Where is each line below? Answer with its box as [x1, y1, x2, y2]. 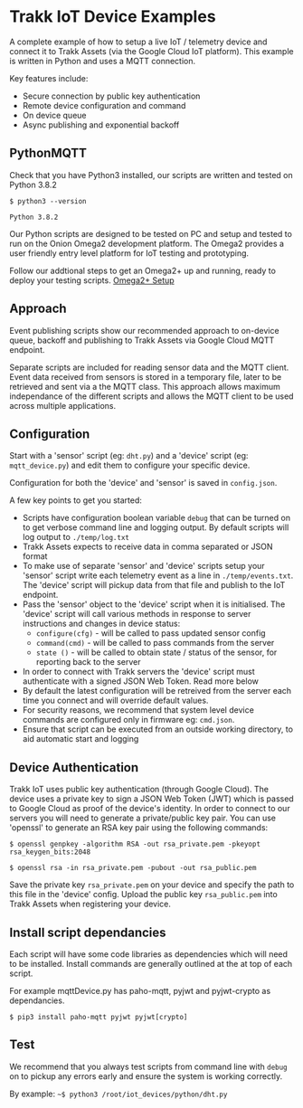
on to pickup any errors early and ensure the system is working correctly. [9, 1070, 283, 1082]
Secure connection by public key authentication [22, 90, 201, 101]
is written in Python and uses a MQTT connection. [9, 55, 196, 66]
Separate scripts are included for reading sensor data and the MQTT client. [9, 362, 289, 373]
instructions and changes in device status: [22, 618, 181, 630]
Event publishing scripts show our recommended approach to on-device [9, 325, 279, 336]
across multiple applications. [9, 400, 117, 411]
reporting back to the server [35, 657, 142, 668]
